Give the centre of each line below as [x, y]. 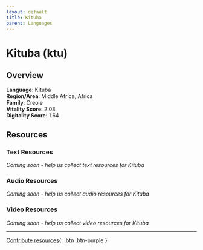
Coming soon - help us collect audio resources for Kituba [78, 194]
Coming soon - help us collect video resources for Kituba [78, 223]
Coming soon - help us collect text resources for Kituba [76, 165]
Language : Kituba [29, 90]
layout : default [27, 12]
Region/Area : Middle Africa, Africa [50, 96]
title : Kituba [24, 18]
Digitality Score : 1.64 [33, 116]
